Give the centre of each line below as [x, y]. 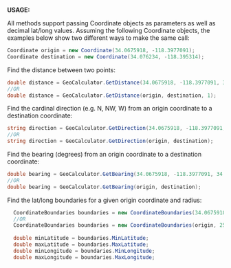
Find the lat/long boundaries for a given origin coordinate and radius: [104, 200]
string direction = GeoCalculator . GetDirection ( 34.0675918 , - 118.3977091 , [117, 129]
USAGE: [19, 10]
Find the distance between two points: [61, 70]
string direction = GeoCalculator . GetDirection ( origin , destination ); [110, 141]
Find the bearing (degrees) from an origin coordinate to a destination [104, 154]
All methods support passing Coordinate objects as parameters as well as [111, 23]
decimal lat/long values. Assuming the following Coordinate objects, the [109, 31]
